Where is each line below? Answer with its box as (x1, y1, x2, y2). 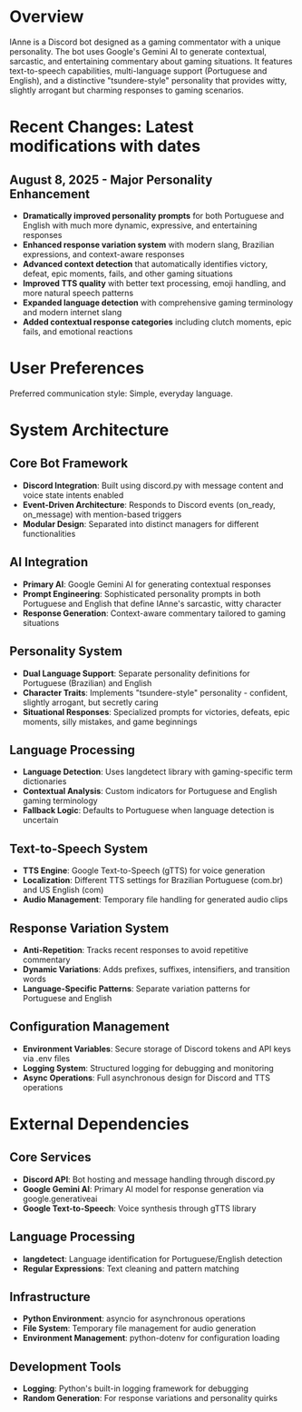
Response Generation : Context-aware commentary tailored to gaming (22, 607, 286, 619)
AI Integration (9, 554, 89, 570)
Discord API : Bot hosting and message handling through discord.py (22, 1174, 276, 1185)
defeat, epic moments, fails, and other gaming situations (22, 268, 233, 279)
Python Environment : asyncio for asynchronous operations (22, 1313, 246, 1324)
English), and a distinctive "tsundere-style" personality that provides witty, (9, 75, 287, 85)
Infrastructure (9, 1288, 91, 1305)
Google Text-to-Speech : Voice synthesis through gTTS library (22, 1202, 257, 1214)
